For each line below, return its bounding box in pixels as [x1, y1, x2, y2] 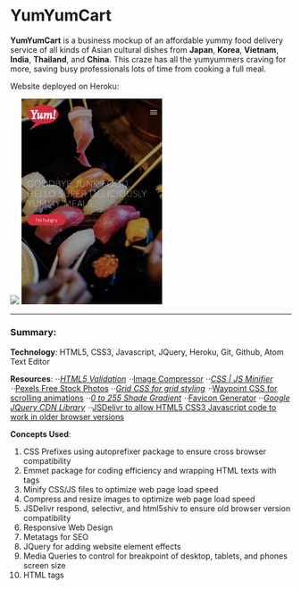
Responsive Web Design [22, 522, 113, 533]
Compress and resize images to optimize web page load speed [22, 493, 255, 504]
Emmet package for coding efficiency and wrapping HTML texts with [22, 465, 277, 475]
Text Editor [10, 356, 50, 366]
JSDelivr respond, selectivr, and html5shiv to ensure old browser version [22, 502, 291, 514]
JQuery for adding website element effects [22, 541, 181, 551]
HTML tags [22, 569, 65, 580]
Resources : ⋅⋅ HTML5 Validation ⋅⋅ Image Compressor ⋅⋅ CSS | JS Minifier [10, 373, 273, 384]
